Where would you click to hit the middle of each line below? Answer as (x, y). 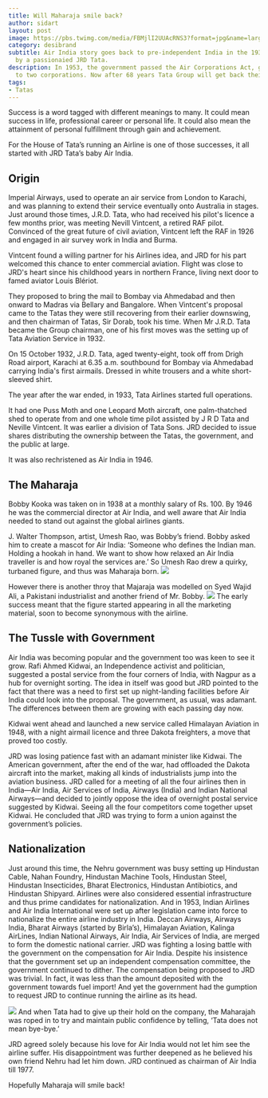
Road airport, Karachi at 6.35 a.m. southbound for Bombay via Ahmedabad (131, 363)
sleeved (21, 380)
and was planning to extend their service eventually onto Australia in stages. (134, 206)
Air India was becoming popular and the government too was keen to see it (132, 657)
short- (242, 371)
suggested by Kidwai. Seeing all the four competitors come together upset (130, 807)
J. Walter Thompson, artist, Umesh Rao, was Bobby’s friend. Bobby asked (129, 536)
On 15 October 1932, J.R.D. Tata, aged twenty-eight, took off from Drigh (126, 354)
